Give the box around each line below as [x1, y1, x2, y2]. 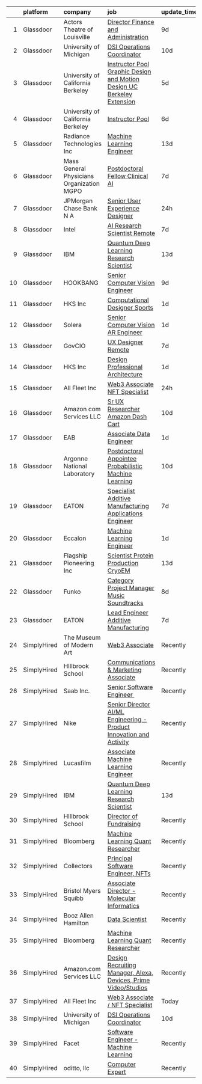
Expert [107, 1068, 126, 1076]
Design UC [107, 82, 138, 91]
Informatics [107, 902, 140, 910]
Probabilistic [107, 462, 142, 470]
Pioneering [63, 559, 94, 567]
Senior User [107, 197, 141, 205]
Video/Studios [107, 984, 148, 991]
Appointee [107, 455, 137, 462]
